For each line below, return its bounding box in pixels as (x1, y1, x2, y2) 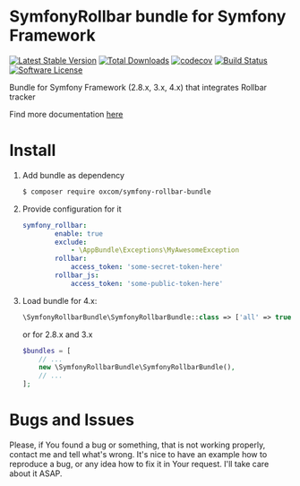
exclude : (55, 238, 88, 247)
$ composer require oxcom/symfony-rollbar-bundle (21, 187, 212, 196)
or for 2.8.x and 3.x (21, 329, 93, 340)
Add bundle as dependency (21, 169, 125, 180)
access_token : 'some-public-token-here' (70, 279, 224, 288)
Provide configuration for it (21, 204, 122, 214)
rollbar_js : (55, 271, 99, 280)
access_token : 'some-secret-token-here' (70, 263, 224, 272)
